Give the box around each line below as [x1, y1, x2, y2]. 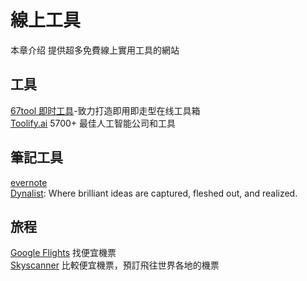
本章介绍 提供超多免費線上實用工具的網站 [10, 44, 180, 56]
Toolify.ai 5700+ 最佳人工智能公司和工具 [10, 117, 177, 129]
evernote [10, 176, 48, 188]
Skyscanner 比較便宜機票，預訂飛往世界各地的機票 [10, 259, 220, 271]
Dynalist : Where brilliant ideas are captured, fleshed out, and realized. [10, 187, 298, 199]
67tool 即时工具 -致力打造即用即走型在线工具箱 [10, 104, 201, 116]
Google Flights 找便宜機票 [10, 247, 117, 259]
